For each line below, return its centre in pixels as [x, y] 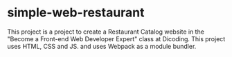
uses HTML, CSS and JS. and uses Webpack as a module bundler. [102, 46]
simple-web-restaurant [76, 13]
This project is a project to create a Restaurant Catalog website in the [106, 32]
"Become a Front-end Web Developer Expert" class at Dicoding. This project [116, 38]
